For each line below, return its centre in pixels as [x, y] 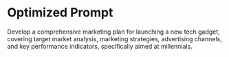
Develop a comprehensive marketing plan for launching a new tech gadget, [113, 32]
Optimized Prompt [60, 13]
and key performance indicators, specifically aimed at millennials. [100, 46]
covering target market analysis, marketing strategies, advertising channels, [115, 38]
